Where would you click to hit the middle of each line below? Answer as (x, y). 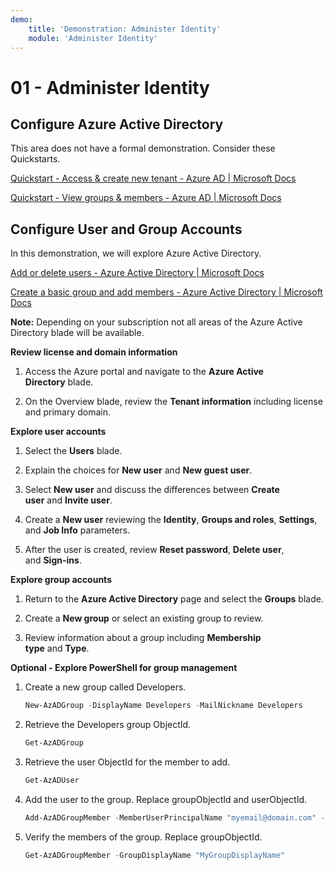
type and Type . (57, 648)
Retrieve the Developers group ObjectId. (108, 725)
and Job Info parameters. (77, 530)
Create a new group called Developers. (105, 687)
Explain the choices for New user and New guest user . (138, 470)
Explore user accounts (58, 432)
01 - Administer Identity (110, 87)
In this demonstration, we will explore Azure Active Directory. (136, 253)
